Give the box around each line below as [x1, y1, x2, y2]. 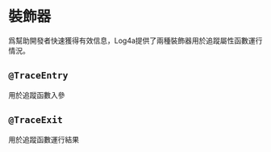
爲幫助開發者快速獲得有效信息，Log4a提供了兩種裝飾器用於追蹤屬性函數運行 [8, 36, 263, 45]
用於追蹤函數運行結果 [8, 134, 79, 144]
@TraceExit [8, 114, 63, 126]
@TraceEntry [8, 70, 69, 82]
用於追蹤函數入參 [8, 90, 65, 99]
